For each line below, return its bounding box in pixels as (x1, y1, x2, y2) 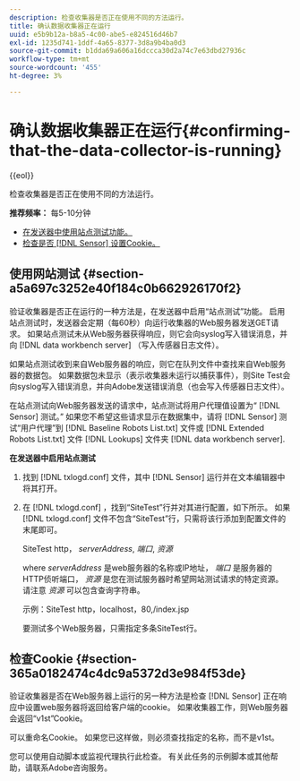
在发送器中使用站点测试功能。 (21, 226, 133, 237)
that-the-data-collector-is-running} (9, 140, 282, 160)
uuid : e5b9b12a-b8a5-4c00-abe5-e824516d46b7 (9, 30, 178, 39)
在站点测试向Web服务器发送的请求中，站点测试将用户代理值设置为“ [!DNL (9, 399, 280, 410)
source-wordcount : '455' (9, 64, 102, 73)
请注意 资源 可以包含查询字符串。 (21, 584, 145, 596)
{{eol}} (9, 169, 34, 180)
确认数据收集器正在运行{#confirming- (9, 120, 291, 141)
